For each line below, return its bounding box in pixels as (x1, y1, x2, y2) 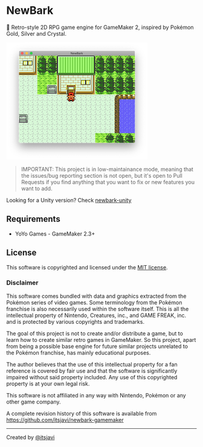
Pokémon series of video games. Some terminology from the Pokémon (6, 298, 182, 306)
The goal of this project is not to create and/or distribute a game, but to (6, 330, 183, 337)
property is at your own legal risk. (6, 380, 90, 387)
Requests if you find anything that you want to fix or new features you (21, 178, 195, 185)
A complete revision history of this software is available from (6, 410, 157, 417)
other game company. (6, 398, 62, 405)
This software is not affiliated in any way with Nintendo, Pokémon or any (6, 391, 186, 399)
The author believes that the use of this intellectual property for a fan (6, 361, 178, 368)
